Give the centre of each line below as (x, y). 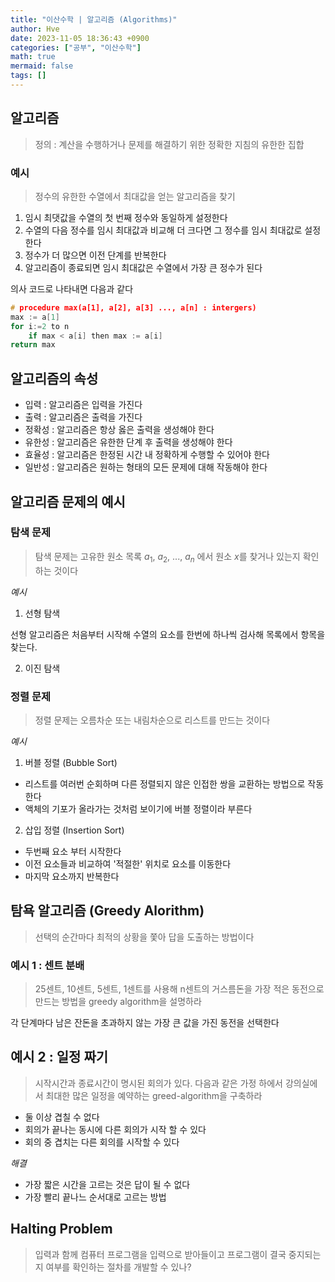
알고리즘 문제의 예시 (68, 501)
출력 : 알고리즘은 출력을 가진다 (83, 417)
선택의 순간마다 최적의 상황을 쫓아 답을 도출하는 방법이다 (144, 937)
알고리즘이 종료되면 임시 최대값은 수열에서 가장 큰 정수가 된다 (143, 267)
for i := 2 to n (40, 326)
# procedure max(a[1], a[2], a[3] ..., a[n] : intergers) (133, 307)
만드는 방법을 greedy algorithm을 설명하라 (118, 1002)
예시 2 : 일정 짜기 (59, 1057)
